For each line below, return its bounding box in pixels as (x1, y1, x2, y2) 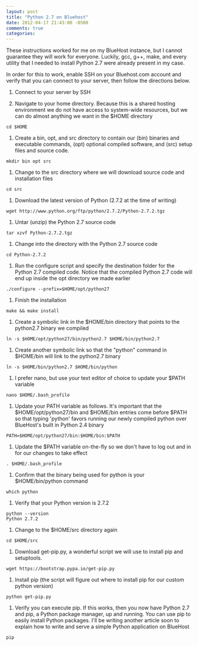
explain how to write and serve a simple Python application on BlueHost (14, 623, 190, 630)
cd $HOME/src (6, 538, 38, 544)
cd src (6, 187, 22, 193)
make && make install (6, 308, 60, 314)
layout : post (6, 8, 38, 15)
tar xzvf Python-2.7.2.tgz (6, 230, 73, 236)
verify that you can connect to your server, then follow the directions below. (6, 77, 190, 85)
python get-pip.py (6, 594, 51, 600)
